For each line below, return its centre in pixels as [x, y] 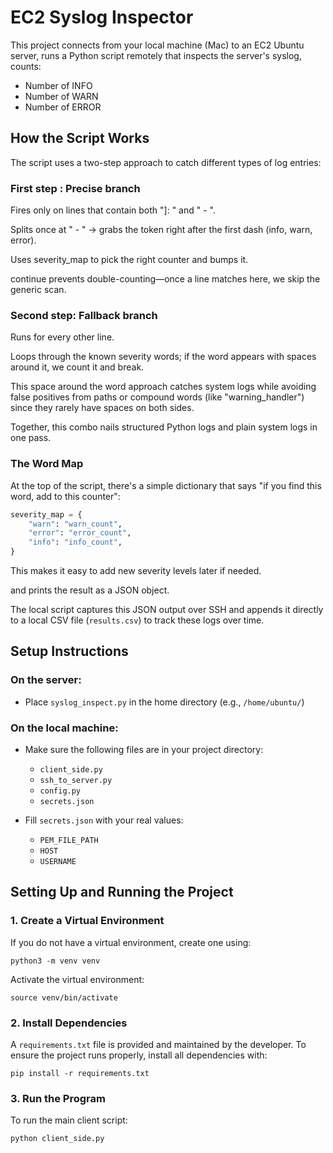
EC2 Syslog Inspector [102, 17]
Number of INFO [58, 85]
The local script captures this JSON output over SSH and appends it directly [167, 610]
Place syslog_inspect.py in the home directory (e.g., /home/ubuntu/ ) [164, 702]
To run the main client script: [69, 1120]
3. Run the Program [58, 1098]
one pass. [31, 438]
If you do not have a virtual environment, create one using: [131, 942]
